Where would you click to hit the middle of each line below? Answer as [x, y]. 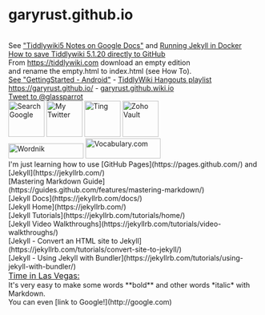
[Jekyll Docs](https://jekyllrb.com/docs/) [75, 198]
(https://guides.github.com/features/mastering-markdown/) [106, 189]
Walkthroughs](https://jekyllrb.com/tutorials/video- [137, 224]
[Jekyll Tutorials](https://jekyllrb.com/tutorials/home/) [97, 215]
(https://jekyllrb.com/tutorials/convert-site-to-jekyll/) [95, 249]
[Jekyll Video [30, 224]
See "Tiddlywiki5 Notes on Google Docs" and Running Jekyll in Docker [125, 45]
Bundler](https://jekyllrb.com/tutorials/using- [170, 257]
